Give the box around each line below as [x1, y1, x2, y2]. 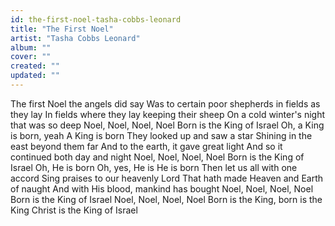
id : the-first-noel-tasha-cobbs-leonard [10, 14, 182, 25]
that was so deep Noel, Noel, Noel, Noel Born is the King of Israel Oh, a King [10, 119, 325, 131]
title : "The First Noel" [10, 24, 114, 34]
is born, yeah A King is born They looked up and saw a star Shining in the [10, 129, 313, 141]
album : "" [10, 42, 52, 53]
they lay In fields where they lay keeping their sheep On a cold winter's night [10, 108, 326, 120]
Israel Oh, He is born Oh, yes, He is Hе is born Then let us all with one [10, 161, 298, 173]
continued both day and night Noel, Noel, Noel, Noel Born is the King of [10, 151, 305, 163]
